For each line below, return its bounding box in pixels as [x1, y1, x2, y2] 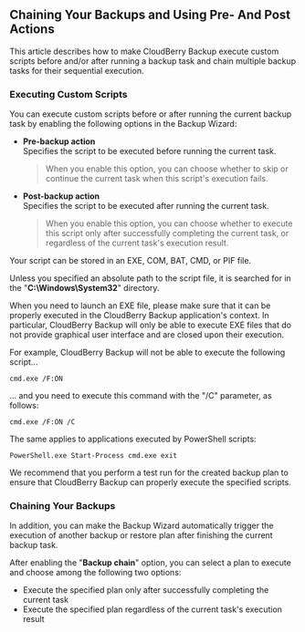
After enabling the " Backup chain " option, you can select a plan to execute [9, 557, 292, 568]
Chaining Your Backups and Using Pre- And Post [9, 7, 291, 23]
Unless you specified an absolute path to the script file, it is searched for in [9, 273, 292, 284]
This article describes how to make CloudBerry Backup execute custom [9, 46, 279, 57]
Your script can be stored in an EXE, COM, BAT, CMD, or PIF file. [9, 255, 252, 266]
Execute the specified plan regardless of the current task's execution [22, 604, 283, 615]
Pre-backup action [22, 136, 96, 147]
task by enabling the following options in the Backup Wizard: [9, 119, 237, 130]
